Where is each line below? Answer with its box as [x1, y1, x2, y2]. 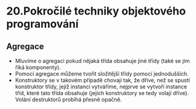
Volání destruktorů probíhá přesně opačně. [15, 96, 122, 103]
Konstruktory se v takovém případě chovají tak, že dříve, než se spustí [15, 77, 191, 84]
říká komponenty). [15, 64, 61, 71]
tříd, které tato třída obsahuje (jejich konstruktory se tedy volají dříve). [15, 90, 189, 96]
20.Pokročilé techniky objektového [6, 4, 186, 18]
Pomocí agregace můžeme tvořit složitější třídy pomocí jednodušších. [15, 70, 189, 77]
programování [6, 17, 79, 31]
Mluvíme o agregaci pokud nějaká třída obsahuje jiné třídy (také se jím [15, 58, 190, 64]
